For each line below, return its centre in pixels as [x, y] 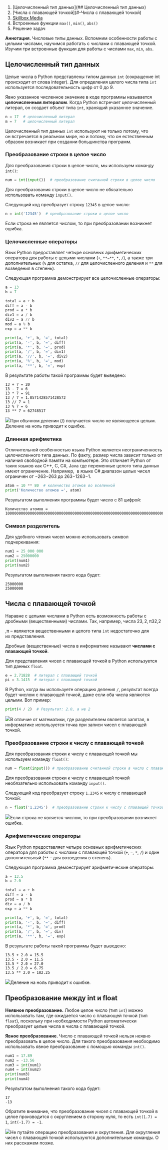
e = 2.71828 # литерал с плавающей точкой [51, 675]
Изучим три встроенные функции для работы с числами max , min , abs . [79, 49]
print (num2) [17, 565]
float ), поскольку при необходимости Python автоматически [71, 1021]
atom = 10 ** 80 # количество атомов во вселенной [60, 486]
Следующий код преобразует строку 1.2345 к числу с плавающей [76, 793]
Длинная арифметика [33, 439]
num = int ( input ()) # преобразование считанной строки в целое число [80, 180]
